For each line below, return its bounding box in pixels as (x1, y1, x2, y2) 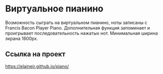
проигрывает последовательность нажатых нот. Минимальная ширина (5, 30, 158, 36)
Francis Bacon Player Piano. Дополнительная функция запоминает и (5, 24, 150, 30)
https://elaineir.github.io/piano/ (5, 63, 69, 69)
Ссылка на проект (5, 50, 66, 58)
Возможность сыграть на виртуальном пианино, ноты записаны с (5, 19, 147, 25)
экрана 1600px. (5, 35, 39, 41)
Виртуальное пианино (5, 3, 104, 14)
